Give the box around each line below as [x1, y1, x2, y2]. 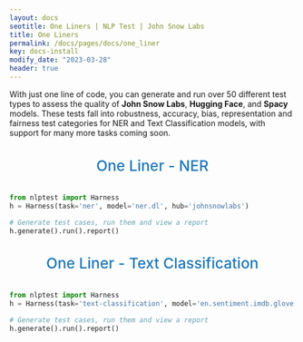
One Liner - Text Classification [45, 254, 259, 273]
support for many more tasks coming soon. [9, 127, 171, 138]
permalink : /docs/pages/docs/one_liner [9, 38, 161, 48]
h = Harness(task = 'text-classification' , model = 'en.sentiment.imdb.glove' [9, 299, 298, 308]
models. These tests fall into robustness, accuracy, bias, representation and [9, 108, 293, 119]
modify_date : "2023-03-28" [9, 55, 112, 64]
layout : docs [9, 13, 59, 23]
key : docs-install [9, 47, 79, 56]
